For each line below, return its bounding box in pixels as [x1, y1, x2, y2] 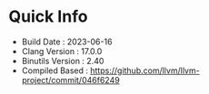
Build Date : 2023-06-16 [21, 36, 113, 47]
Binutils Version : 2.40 [21, 55, 104, 66]
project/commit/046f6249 [21, 74, 120, 85]
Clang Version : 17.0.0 [21, 45, 103, 56]
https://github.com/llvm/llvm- [89, 65, 201, 76]
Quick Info [8, 6, 88, 27]
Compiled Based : [21, 65, 88, 76]
